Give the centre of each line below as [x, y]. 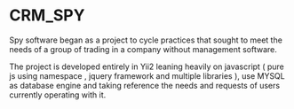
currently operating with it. [58, 95]
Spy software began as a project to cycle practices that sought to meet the [146, 40]
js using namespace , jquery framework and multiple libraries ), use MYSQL [147, 75]
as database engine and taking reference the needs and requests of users [145, 85]
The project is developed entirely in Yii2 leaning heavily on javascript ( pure [147, 66]
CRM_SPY [47, 16]
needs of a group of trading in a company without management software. [143, 49]
